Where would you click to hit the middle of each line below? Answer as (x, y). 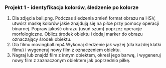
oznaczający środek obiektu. (42, 39)
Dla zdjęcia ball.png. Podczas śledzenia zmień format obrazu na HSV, (84, 18)
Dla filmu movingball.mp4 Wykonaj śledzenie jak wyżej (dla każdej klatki (87, 45)
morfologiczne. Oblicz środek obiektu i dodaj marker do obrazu (77, 34)
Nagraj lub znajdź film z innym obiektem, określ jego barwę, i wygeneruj (86, 55)
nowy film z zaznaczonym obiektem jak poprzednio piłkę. (71, 61)
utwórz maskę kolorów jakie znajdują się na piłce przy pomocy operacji (86, 23)
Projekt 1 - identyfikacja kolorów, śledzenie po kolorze (72, 7)
